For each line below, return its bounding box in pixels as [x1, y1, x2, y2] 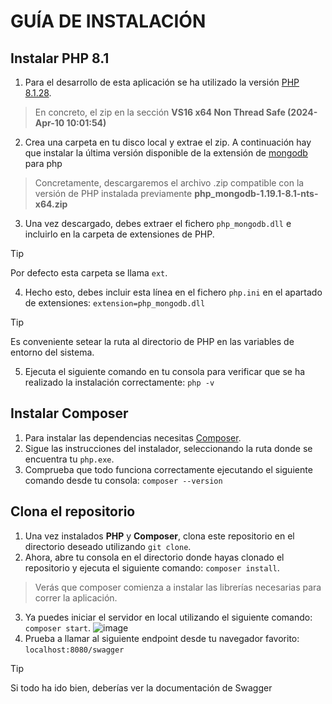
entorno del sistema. [10, 346, 95, 358]
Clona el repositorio [10, 503, 136, 520]
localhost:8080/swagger [24, 645, 125, 655]
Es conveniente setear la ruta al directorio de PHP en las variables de [10, 336, 295, 347]
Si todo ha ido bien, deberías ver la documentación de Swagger [10, 681, 273, 694]
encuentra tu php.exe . [24, 453, 115, 465]
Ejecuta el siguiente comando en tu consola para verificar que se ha [24, 366, 306, 377]
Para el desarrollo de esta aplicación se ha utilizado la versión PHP [24, 76, 300, 88]
